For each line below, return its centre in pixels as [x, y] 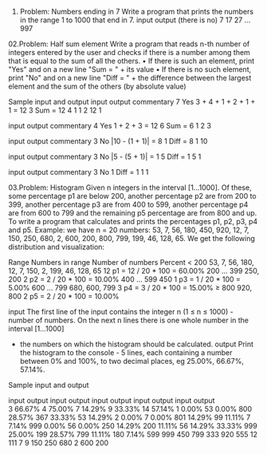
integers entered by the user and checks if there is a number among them [130, 52]
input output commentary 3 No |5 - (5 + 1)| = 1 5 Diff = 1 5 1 [105, 156]
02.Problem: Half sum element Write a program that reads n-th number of [129, 44]
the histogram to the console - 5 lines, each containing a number [126, 353]
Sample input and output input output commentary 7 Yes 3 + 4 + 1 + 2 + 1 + [132, 102]
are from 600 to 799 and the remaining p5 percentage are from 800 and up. [133, 213]
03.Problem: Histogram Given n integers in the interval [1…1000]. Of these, [130, 188]
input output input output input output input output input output [112, 401]
